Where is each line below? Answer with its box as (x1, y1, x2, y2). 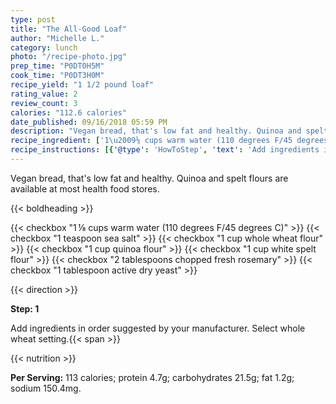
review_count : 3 (10, 98, 78, 108)
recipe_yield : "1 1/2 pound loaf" (10, 80, 155, 90)
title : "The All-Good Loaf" (10, 24, 128, 34)
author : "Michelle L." (10, 33, 105, 43)
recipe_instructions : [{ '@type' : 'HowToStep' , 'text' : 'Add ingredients (10, 145, 320, 155)
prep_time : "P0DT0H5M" (10, 61, 105, 71)
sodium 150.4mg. (10, 382, 82, 394)
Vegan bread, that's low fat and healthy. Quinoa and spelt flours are (10, 172, 289, 184)
